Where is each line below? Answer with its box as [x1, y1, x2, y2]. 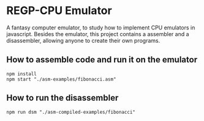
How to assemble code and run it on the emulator [6, 54, 198, 65]
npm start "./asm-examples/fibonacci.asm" [6, 76, 116, 82]
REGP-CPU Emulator [6, 4, 112, 18]
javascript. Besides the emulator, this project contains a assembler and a [6, 30, 189, 37]
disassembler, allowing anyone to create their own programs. [6, 37, 161, 44]
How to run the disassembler [6, 93, 119, 103]
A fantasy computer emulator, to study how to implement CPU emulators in [6, 24, 195, 31]
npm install [6, 71, 37, 77]
